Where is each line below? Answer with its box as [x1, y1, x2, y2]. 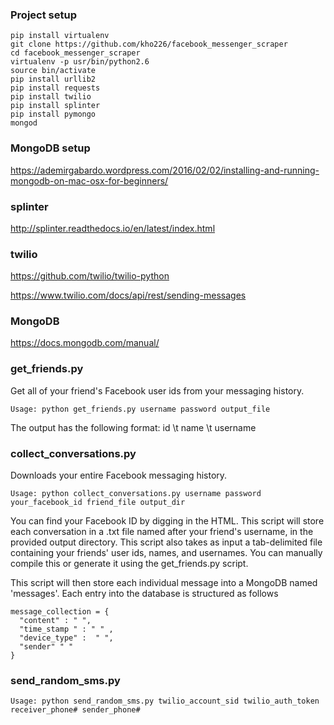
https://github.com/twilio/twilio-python [10, 270, 170, 282]
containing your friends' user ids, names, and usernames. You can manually [10, 547, 323, 559]
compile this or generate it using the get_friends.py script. [10, 558, 249, 570]
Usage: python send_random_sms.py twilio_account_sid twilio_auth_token [10, 696, 320, 707]
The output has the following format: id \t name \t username [10, 421, 257, 433]
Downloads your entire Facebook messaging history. [10, 469, 228, 482]
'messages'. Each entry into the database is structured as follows [10, 588, 279, 600]
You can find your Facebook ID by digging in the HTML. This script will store [10, 515, 325, 527]
